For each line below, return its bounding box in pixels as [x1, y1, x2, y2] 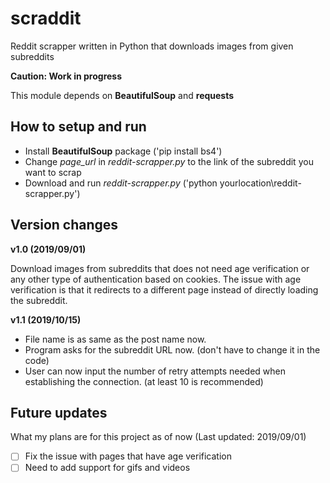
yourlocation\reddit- [219, 177, 302, 189]
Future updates [10, 404, 108, 421]
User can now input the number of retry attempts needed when [24, 365, 286, 377]
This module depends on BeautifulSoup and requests [10, 89, 235, 101]
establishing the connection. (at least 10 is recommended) [24, 375, 264, 387]
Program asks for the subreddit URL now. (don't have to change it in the [24, 343, 321, 356]
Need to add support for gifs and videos [24, 462, 191, 474]
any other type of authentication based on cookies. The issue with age [10, 273, 302, 285]
